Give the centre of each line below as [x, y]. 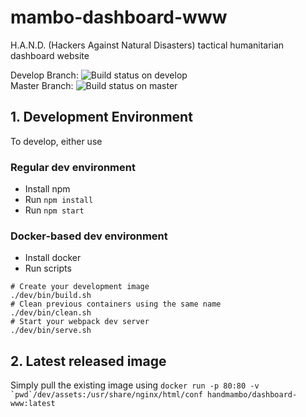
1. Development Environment [101, 117]
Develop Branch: [44, 75]
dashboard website [50, 55]
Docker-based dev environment [89, 236]
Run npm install [59, 200]
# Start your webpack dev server [80, 322]
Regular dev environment [73, 167]
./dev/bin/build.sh [51, 296]
